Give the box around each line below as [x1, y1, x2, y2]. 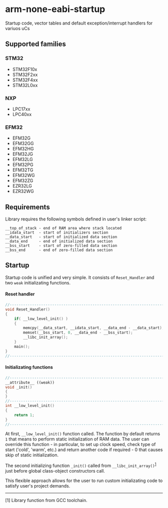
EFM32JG [12, 151, 33, 157]
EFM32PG [12, 161, 33, 168]
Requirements [5, 202, 50, 211]
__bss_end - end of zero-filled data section [5, 247, 113, 253]
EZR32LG [12, 183, 32, 189]
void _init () [5, 384, 32, 389]
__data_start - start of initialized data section [5, 234, 117, 239]
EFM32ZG [12, 177, 33, 183]
